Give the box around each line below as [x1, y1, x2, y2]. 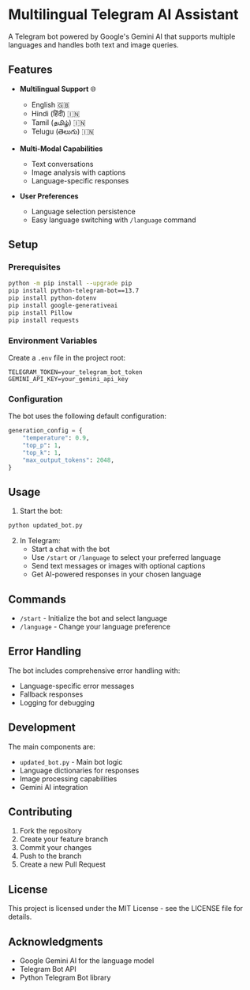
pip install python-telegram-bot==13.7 [8, 287, 140, 295]
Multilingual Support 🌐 [19, 84, 96, 93]
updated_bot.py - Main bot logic [19, 757, 123, 766]
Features [8, 63, 53, 77]
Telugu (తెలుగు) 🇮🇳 [31, 127, 95, 136]
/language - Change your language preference [19, 622, 171, 632]
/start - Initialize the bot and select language [19, 614, 168, 623]
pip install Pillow [8, 308, 73, 317]
